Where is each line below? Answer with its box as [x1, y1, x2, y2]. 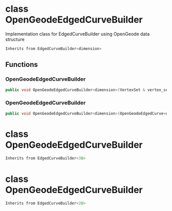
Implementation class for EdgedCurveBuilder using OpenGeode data [5, 31, 150, 37]
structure [5, 36, 25, 42]
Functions [5, 60, 38, 69]
